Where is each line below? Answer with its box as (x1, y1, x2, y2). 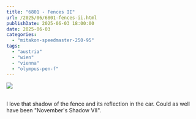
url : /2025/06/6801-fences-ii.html (6, 15, 97, 21)
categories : (6, 32, 37, 38)
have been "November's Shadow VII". (6, 107, 102, 114)
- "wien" (12, 54, 34, 60)
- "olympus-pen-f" (12, 65, 59, 72)
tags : (6, 43, 20, 49)
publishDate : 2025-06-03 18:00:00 (6, 20, 95, 26)
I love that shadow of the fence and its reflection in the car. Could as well (6, 100, 190, 107)
